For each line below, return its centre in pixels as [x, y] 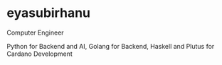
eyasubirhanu [48, 13]
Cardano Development [39, 54]
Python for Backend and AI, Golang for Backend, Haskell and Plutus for [111, 46]
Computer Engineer [36, 32]
